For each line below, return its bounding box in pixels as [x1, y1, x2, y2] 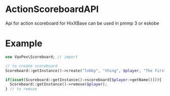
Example [5, 38, 42, 49]
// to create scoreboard [5, 63, 58, 68]
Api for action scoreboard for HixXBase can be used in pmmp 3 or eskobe [5, 20, 159, 26]
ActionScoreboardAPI [5, 4, 99, 15]
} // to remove [5, 86, 37, 91]
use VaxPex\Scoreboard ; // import [5, 54, 78, 59]
